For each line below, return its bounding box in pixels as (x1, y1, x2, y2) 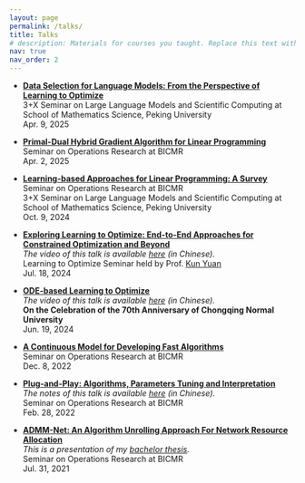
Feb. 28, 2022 (22, 407, 75, 418)
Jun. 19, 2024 (22, 324, 74, 334)
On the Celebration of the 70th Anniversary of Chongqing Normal (22, 304, 275, 315)
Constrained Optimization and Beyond (22, 239, 171, 249)
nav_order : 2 (9, 55, 59, 64)
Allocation (22, 434, 64, 445)
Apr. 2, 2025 (22, 156, 70, 166)
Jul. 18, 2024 (22, 268, 72, 278)
